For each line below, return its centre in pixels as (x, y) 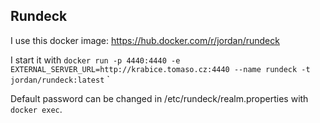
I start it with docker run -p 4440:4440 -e (95, 60)
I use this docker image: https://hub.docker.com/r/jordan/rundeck (145, 40)
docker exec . (36, 109)
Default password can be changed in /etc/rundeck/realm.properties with (159, 98)
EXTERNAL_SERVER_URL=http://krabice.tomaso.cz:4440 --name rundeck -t (160, 69)
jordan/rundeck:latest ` (60, 79)
